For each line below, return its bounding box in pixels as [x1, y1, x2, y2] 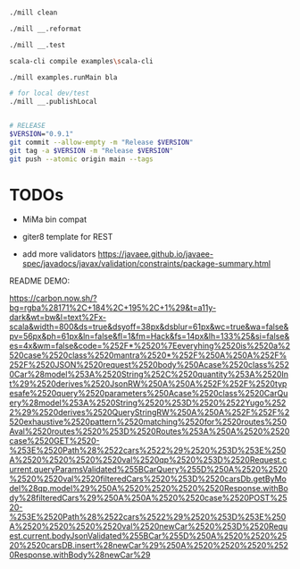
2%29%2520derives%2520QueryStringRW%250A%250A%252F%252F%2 [9, 407, 290, 418]
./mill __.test [9, 40, 66, 49]
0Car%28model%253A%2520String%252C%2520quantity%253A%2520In [9, 369, 288, 380]
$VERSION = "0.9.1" [9, 130, 74, 139]
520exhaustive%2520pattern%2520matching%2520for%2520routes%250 [9, 417, 287, 428]
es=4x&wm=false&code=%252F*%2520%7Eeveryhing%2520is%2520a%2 [9, 341, 291, 352]
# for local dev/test [9, 89, 90, 98]
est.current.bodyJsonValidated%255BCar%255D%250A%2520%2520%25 [9, 531, 287, 541]
